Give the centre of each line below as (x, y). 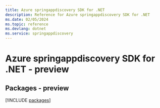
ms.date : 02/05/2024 (27, 19)
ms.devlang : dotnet (26, 29)
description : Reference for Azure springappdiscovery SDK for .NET (78, 15)
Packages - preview (37, 88)
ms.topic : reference (27, 24)
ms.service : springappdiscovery (39, 33)
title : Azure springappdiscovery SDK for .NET (55, 10)
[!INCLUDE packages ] (28, 100)
